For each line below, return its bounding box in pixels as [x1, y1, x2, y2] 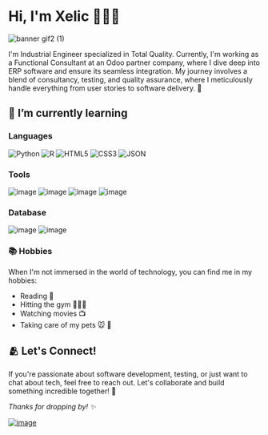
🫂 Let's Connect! [8, 344, 97, 357]
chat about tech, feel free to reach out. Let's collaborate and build [8, 378, 226, 388]
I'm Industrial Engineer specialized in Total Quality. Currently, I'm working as [8, 49, 259, 58]
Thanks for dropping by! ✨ [8, 402, 96, 412]
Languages [8, 131, 54, 142]
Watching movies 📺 [19, 308, 86, 318]
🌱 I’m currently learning [8, 107, 128, 120]
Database [8, 207, 46, 218]
